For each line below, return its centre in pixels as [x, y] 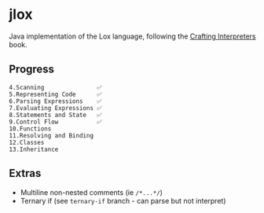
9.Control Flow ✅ [56, 122]
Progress [31, 70]
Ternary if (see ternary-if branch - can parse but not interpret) [123, 200]
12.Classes [27, 142]
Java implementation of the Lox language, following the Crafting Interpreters [132, 36]
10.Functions [30, 129]
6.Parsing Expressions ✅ [56, 101]
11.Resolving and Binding [51, 135]
